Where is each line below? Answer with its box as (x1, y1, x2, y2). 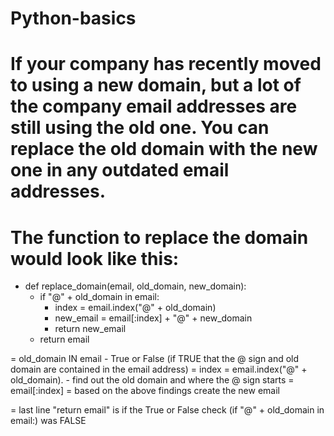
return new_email (54, 323, 127, 335)
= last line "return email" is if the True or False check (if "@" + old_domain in (10, 404, 325, 416)
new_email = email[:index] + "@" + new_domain (54, 312, 253, 324)
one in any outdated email (10, 159, 230, 182)
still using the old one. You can (10, 117, 270, 139)
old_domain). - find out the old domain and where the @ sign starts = (10, 374, 295, 386)
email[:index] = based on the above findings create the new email (10, 385, 280, 397)
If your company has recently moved (10, 53, 322, 76)
